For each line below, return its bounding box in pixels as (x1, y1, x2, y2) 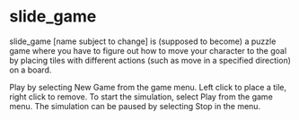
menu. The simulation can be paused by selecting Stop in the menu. (9, 100, 261, 111)
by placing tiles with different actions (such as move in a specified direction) (9, 55, 292, 65)
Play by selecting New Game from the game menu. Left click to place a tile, (9, 81, 287, 92)
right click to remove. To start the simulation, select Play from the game (9, 91, 274, 102)
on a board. (9, 64, 52, 75)
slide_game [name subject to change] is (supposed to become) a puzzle (9, 36, 277, 47)
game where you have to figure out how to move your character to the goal (9, 45, 287, 56)
